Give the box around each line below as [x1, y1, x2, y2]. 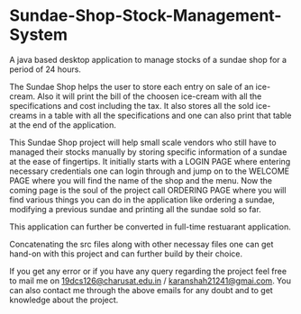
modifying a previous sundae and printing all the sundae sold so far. [9, 203, 261, 214]
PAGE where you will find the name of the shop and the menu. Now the [9, 175, 273, 185]
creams [9, 110, 38, 121]
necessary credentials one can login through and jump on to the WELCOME [9, 166, 290, 176]
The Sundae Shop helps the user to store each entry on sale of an [9, 81, 254, 92]
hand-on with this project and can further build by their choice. [9, 248, 243, 259]
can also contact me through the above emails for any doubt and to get [9, 284, 273, 295]
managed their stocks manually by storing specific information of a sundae [9, 146, 287, 157]
